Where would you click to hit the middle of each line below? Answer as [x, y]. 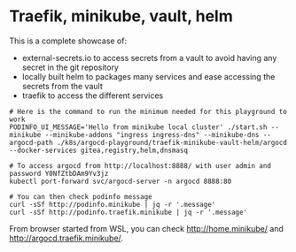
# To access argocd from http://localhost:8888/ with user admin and [140, 165]
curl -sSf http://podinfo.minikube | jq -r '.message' [113, 204]
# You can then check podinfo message [81, 196]
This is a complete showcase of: [68, 41]
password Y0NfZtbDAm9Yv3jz [59, 173]
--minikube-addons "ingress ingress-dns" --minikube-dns [152, 134]
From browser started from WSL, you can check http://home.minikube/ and [146, 228]
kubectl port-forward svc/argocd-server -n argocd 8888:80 [121, 181]
